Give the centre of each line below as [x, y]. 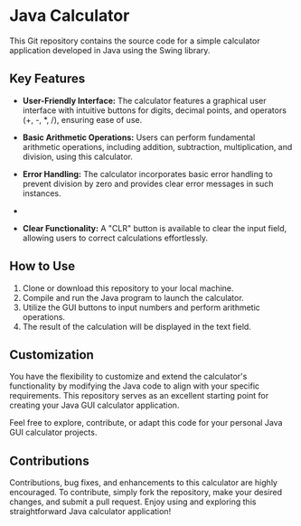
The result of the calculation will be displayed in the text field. [136, 326]
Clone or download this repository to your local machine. [128, 288]
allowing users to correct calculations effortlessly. [115, 238]
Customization [52, 355]
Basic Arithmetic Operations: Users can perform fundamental [139, 137]
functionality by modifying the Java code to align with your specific [135, 386]
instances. [42, 193]
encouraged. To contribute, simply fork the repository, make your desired [146, 493]
